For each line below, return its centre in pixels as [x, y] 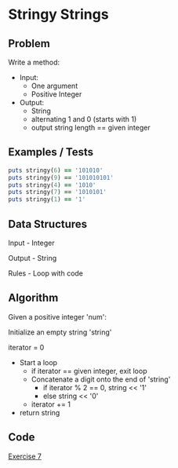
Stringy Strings [58, 15]
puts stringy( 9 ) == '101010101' [61, 177]
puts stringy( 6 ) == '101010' [56, 170]
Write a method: [34, 62]
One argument [54, 86]
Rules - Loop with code [46, 273]
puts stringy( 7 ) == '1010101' [58, 192]
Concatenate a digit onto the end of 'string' [101, 379]
